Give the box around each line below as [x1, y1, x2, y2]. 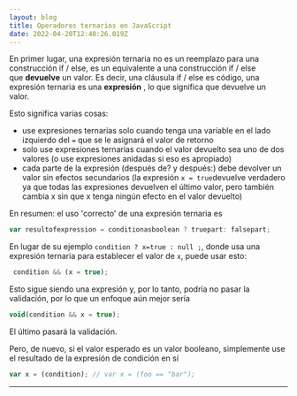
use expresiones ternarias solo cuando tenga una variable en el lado [21, 126, 271, 136]
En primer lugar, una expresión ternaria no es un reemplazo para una [9, 54, 259, 65]
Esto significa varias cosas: [9, 108, 109, 119]
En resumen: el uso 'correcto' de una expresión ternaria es [9, 209, 223, 219]
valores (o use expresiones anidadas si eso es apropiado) [21, 154, 232, 164]
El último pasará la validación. [9, 326, 118, 337]
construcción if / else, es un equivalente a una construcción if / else [9, 63, 256, 73]
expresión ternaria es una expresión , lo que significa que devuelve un [9, 81, 267, 93]
